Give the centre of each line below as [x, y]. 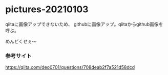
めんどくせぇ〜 [21, 41]
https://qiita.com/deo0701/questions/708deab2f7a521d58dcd [70, 67]
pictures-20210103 [47, 9]
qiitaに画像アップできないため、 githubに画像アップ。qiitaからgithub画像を [84, 24]
